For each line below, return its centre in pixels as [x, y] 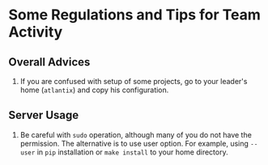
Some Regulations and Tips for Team [135, 15]
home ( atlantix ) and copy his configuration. [94, 90]
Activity [36, 32]
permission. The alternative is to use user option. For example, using [134, 143]
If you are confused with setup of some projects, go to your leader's [134, 81]
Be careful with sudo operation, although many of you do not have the [136, 134]
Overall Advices [49, 62]
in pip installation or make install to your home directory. [132, 152]
